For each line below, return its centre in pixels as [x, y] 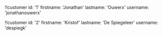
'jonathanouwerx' [23, 13]
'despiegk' [16, 28]
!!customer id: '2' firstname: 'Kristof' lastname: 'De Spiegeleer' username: [81, 23]
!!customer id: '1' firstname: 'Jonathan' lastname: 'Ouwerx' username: [77, 7]
